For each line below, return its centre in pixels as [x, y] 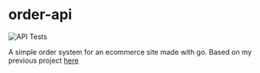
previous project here [44, 60]
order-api [40, 15]
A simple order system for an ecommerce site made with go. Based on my [130, 52]
